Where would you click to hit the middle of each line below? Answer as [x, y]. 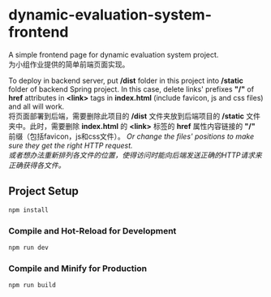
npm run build [32, 286]
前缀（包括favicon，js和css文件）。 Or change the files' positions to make [131, 136]
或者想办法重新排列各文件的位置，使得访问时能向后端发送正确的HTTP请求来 [135, 155]
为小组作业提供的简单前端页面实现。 [69, 64]
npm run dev [28, 247]
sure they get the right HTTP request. [71, 145]
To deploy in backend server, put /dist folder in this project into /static [126, 80]
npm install [28, 210]
